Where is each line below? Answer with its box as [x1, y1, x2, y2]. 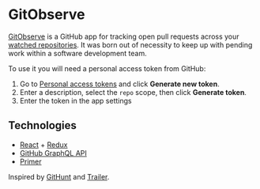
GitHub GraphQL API [19, 148, 87, 157]
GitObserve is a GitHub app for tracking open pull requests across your [8, 32, 239, 41]
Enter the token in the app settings [19, 96, 132, 105]
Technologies [8, 119, 77, 132]
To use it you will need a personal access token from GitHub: [8, 63, 206, 73]
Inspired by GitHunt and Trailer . [8, 172, 110, 181]
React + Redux [19, 140, 68, 149]
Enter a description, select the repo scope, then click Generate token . [19, 87, 247, 96]
